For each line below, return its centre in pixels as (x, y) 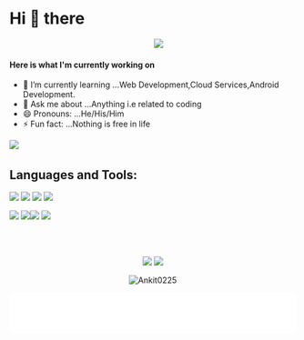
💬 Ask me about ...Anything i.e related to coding (112, 105)
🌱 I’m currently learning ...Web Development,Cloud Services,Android (151, 85)
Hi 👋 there (47, 19)
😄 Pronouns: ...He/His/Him (73, 114)
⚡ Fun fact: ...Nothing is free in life (86, 124)
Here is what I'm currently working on (82, 65)
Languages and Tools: (74, 175)
